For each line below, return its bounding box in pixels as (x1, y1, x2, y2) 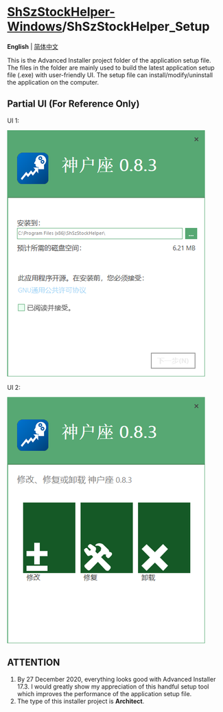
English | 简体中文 (7, 42, 58, 50)
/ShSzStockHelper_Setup (62, 19, 210, 34)
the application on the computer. (7, 78, 99, 86)
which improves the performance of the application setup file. (16, 689, 192, 698)
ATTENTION (7, 657, 60, 669)
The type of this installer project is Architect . (16, 697, 145, 705)
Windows (7, 19, 62, 34)
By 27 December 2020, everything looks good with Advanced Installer (16, 675, 216, 683)
